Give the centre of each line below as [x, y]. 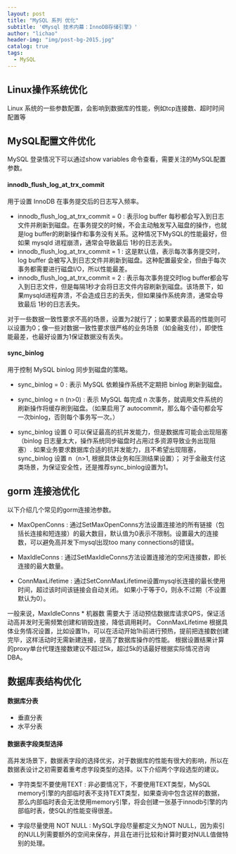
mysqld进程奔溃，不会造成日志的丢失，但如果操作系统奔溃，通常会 [120, 295]
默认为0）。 [33, 598]
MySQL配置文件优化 [52, 141]
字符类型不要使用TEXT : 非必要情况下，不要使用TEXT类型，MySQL [114, 784]
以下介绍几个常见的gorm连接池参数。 [61, 510]
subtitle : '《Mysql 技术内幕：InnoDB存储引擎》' [73, 27]
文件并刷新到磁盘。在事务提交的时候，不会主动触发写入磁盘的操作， [116, 225]
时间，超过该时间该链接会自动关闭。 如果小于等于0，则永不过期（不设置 [122, 589]
